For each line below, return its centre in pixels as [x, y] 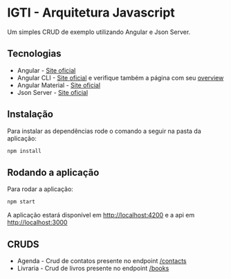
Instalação [30, 115]
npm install [24, 151]
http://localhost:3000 [37, 222]
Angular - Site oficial [46, 70]
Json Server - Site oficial [53, 92]
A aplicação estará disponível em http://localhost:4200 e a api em [101, 215]
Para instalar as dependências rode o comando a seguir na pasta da [104, 131]
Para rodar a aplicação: [40, 189]
